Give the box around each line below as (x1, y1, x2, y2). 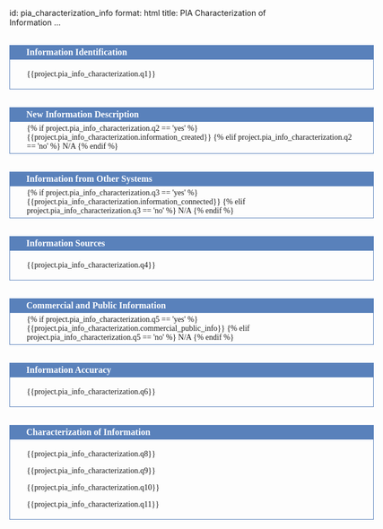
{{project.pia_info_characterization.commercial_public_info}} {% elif (26, 324, 250, 333)
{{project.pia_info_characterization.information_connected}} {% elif (26, 197, 246, 206)
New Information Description (26, 109, 139, 119)
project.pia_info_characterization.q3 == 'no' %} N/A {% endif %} (26, 206, 235, 215)
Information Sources (26, 238, 106, 248)
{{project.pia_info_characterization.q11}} (26, 499, 160, 509)
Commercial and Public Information (26, 300, 167, 310)
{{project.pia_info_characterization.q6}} (26, 387, 156, 396)
